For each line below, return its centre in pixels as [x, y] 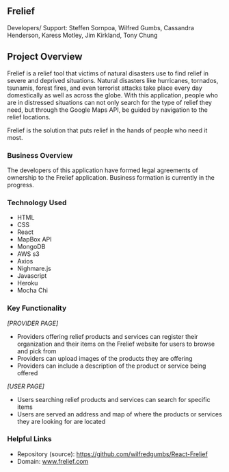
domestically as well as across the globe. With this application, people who [113, 95]
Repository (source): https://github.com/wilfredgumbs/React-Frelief [112, 454]
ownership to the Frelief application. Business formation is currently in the [111, 177]
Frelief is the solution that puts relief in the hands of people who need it [107, 130]
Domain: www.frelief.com [53, 461]
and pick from [37, 351]
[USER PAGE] [26, 386]
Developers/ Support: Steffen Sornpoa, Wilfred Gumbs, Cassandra [101, 27]
